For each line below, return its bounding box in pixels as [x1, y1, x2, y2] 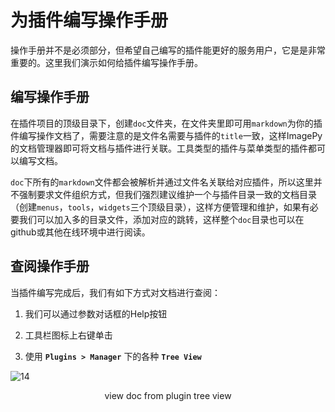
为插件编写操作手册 [10, 9, 169, 32]
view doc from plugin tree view [104, 389, 232, 401]
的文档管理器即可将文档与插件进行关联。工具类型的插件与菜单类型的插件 [10, 142, 308, 154]
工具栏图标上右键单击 [24, 329, 113, 341]
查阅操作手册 [10, 258, 90, 275]
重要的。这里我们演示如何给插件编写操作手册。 [10, 56, 203, 68]
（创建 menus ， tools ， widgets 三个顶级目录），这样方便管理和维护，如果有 [10, 201, 310, 213]
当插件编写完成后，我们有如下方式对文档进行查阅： [10, 286, 221, 298]
